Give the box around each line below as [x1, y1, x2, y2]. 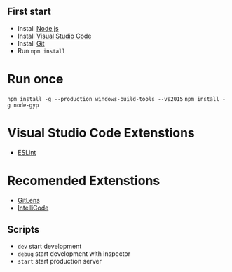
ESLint [17, 148, 36, 156]
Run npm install [17, 46, 66, 55]
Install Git [17, 39, 45, 48]
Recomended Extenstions [7, 172, 161, 189]
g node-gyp [7, 102, 39, 109]
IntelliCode [17, 203, 49, 212]
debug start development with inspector [17, 250, 131, 258]
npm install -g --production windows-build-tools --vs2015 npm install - [7, 95, 226, 102]
